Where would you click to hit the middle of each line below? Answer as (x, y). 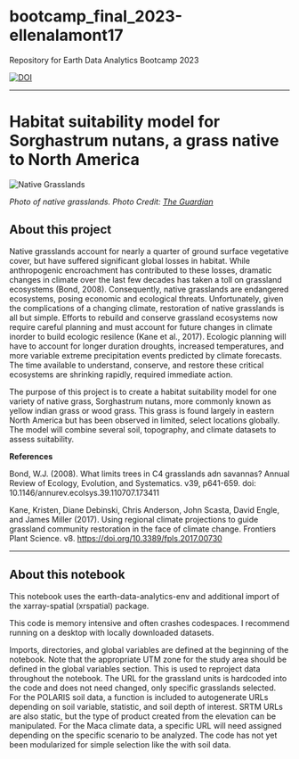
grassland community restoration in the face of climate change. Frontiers (143, 529)
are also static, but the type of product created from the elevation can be (143, 716)
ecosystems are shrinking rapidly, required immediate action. (121, 374)
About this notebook (67, 575)
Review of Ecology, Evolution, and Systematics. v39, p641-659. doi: (133, 483)
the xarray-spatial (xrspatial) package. (79, 606)
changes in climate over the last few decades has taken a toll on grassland (145, 279)
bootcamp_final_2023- (96, 16)
